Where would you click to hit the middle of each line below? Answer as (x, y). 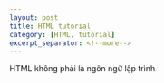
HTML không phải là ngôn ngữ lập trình (82, 69)
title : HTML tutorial (50, 26)
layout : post (34, 18)
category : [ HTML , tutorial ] (63, 34)
